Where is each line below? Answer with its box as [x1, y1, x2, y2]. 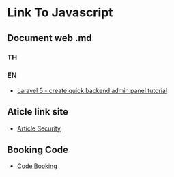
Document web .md [7, 32, 92, 44]
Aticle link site [7, 106, 69, 118]
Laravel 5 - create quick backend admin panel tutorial [16, 86, 168, 94]
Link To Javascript [7, 5, 114, 21]
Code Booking [16, 162, 57, 170]
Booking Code [7, 144, 69, 155]
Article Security [16, 124, 61, 133]
